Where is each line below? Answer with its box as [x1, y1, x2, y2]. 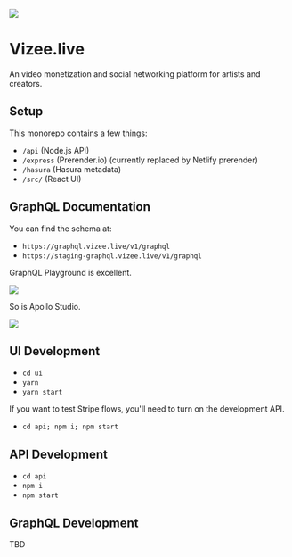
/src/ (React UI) [21, 173, 82, 184]
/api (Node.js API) [21, 145, 90, 155]
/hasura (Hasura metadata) [21, 163, 122, 174]
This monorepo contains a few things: [9, 128, 149, 138]
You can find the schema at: [9, 223, 112, 234]
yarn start [21, 388, 63, 397]
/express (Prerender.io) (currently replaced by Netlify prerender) [21, 154, 258, 165]
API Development [9, 446, 109, 461]
